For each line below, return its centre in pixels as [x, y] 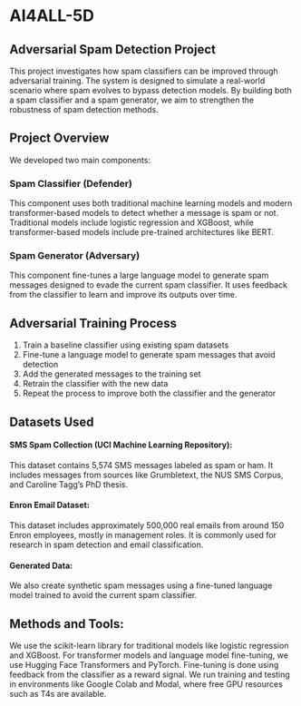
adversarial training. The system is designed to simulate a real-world [137, 81]
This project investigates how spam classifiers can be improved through [144, 71]
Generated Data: [41, 565]
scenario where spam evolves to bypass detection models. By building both [150, 90]
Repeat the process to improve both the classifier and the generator [149, 393]
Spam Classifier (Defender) [71, 183]
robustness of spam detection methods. [84, 109]
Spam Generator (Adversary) [75, 256]
